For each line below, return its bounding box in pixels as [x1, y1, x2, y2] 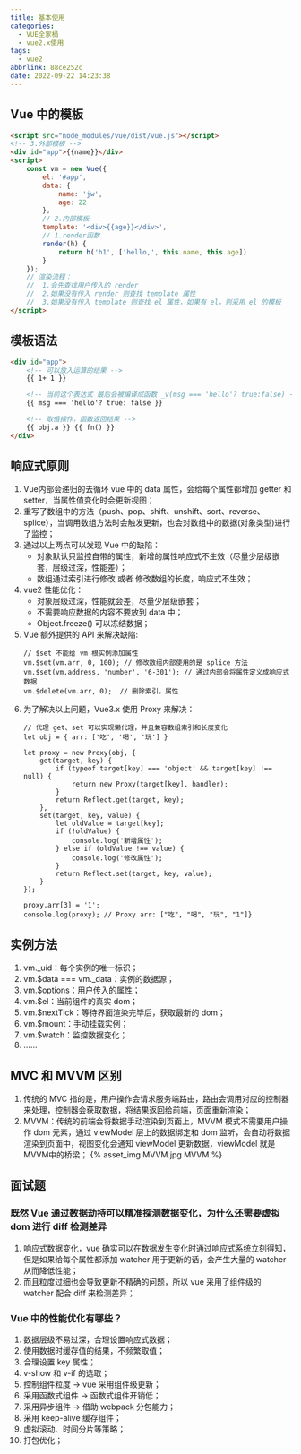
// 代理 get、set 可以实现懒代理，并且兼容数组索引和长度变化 [22, 723, 228, 733]
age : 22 [57, 198, 88, 207]
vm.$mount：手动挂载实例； [22, 1019, 129, 1029]
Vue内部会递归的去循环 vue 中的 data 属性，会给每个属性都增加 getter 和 [22, 484, 292, 495]
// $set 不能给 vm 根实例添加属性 [22, 649, 139, 658]
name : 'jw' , [57, 189, 103, 198]
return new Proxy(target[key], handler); [71, 780, 228, 789]
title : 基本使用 [10, 13, 65, 22]
